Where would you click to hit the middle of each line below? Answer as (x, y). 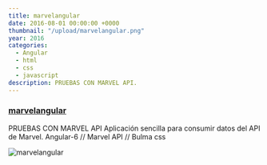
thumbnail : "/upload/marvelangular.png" (77, 30)
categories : (28, 46)
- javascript (37, 75)
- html (26, 61)
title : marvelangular (44, 16)
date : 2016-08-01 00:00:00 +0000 (64, 23)
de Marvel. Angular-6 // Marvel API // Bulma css (87, 136)
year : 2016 (26, 38)
